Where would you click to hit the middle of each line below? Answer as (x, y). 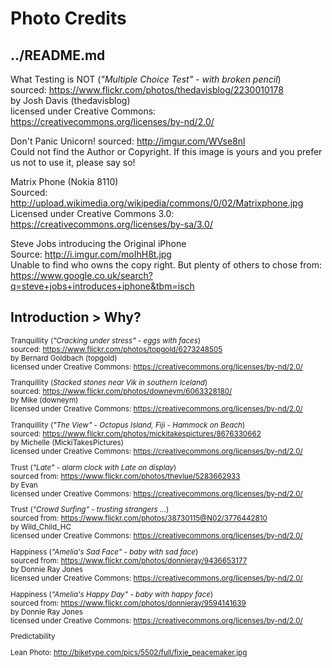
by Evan (24, 485)
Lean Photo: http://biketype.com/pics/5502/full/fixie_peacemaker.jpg (129, 653)
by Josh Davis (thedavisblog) (70, 100)
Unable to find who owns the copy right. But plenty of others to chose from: (166, 265)
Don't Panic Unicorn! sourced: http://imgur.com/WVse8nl (128, 141)
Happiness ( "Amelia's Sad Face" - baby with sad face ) (104, 552)
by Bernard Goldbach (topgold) (64, 358)
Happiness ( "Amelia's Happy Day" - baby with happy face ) (112, 594)
